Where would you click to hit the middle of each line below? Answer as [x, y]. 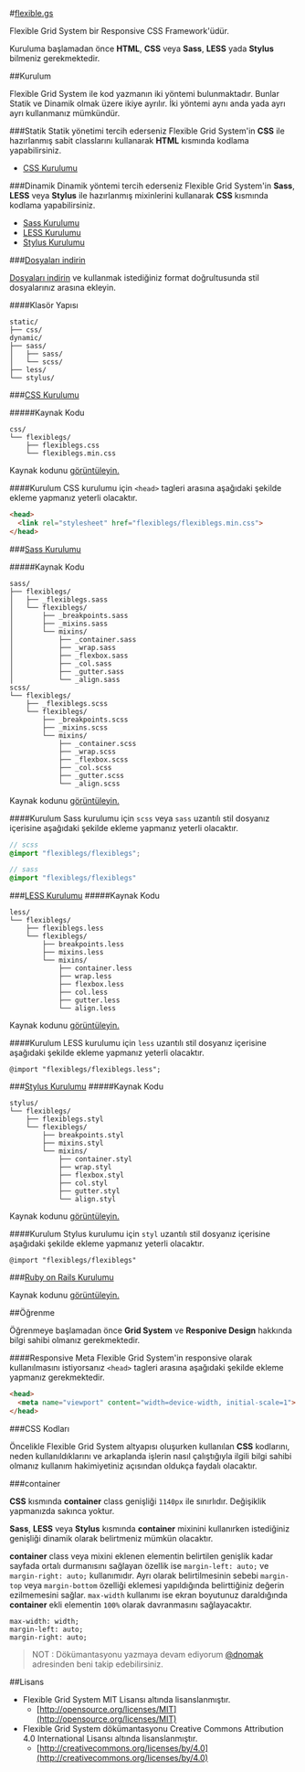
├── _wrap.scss [87, 752]
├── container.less [95, 968]
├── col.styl [83, 1183]
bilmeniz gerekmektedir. [55, 58]
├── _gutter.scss [91, 775]
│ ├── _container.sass [73, 639]
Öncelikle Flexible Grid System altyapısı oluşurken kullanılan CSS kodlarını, [150, 1446]
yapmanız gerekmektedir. [57, 1377]
